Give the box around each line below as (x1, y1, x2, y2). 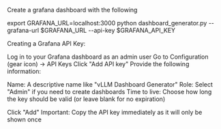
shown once (7, 115, 42, 124)
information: (7, 68, 42, 75)
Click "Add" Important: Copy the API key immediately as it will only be (7, 109, 203, 116)
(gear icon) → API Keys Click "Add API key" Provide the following (7, 60, 190, 68)
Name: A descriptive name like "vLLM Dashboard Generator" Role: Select (7, 81, 213, 88)
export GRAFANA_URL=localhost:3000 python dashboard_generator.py (7, 19, 207, 27)
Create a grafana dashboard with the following (7, 6, 138, 14)
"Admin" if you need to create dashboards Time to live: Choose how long (7, 88, 212, 96)
